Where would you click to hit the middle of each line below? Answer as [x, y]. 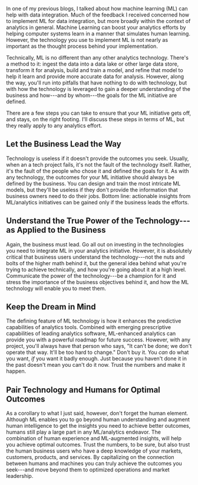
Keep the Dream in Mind [51, 307]
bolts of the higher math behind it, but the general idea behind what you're [96, 263]
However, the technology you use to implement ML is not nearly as [87, 40]
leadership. [20, 476]
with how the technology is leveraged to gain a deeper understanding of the [98, 89]
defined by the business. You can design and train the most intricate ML [93, 183]
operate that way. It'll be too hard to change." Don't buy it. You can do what [98, 352]
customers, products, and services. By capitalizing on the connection [90, 457]
